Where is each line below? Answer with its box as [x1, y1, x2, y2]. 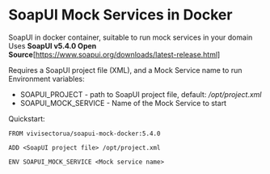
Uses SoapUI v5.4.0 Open [8, 40, 97, 50]
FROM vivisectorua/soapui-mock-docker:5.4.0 [8, 129, 161, 138]
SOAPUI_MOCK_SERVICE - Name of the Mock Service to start [19, 98, 227, 108]
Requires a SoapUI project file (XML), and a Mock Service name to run [8, 65, 243, 74]
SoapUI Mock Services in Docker [8, 6, 233, 24]
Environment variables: [8, 74, 85, 83]
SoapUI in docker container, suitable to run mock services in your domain [8, 32, 253, 42]
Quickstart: [8, 113, 46, 123]
